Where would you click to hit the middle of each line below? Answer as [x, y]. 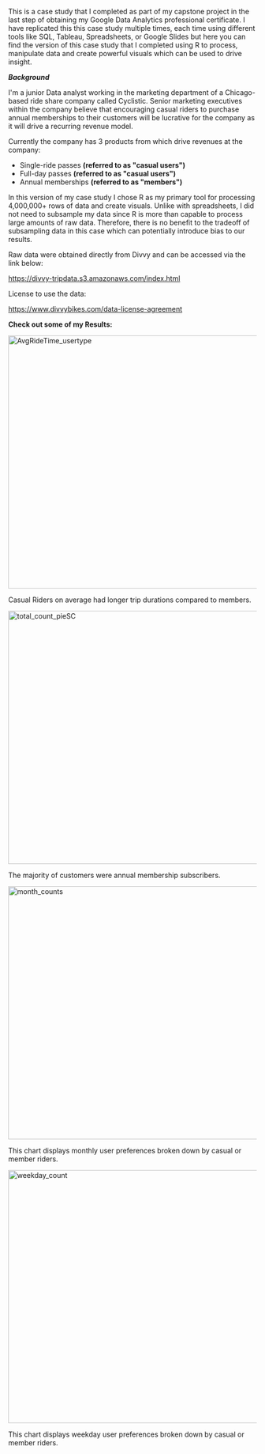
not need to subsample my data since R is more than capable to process [125, 214]
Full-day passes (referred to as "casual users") [97, 174]
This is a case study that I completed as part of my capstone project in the [129, 11]
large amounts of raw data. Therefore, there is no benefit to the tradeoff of [129, 222]
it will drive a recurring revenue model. [71, 126]
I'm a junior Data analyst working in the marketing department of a [116, 93]
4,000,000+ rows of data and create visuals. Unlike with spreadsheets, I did [131, 206]
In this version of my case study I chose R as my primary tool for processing [132, 197]
